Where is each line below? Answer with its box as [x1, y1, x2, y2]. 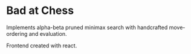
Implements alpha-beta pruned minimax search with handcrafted [6, 24, 168, 31]
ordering [6, 30, 28, 37]
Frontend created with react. [6, 42, 77, 49]
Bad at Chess [6, 4, 74, 18]
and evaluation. [28, 30, 68, 37]
